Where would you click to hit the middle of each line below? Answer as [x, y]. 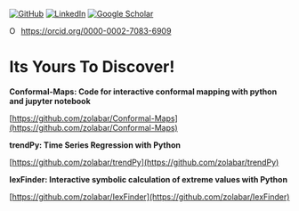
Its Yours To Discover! [92, 67]
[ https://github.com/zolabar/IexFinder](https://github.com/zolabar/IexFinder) [149, 197]
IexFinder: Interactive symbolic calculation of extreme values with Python [148, 179]
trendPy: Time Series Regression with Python [95, 145]
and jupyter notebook [50, 101]
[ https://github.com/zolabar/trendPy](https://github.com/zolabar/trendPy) [144, 162]
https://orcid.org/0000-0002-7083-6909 [96, 31]
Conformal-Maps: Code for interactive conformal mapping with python [143, 91]
